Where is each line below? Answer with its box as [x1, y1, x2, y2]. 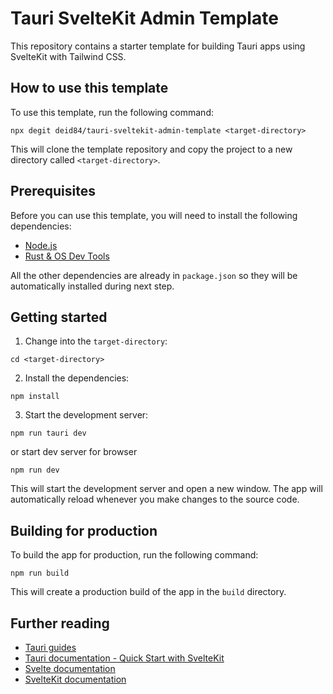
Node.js [24, 239, 58, 251]
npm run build [10, 568, 70, 579]
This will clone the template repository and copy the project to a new [10, 143, 293, 155]
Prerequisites [10, 183, 96, 200]
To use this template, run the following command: [10, 106, 214, 118]
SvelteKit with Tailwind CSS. [10, 50, 127, 62]
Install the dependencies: [24, 372, 130, 384]
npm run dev [10, 465, 60, 476]
